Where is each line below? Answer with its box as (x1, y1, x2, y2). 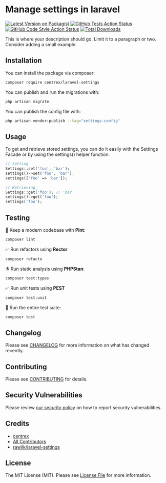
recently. (5, 348, 24, 354)
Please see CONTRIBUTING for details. (5, 376, 88, 382)
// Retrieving (5, 185, 36, 190)
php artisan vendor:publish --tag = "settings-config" (5, 118, 120, 124)
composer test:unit (5, 295, 47, 300)
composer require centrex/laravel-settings (5, 79, 100, 85)
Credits (5, 419, 30, 428)
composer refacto (5, 256, 43, 261)
